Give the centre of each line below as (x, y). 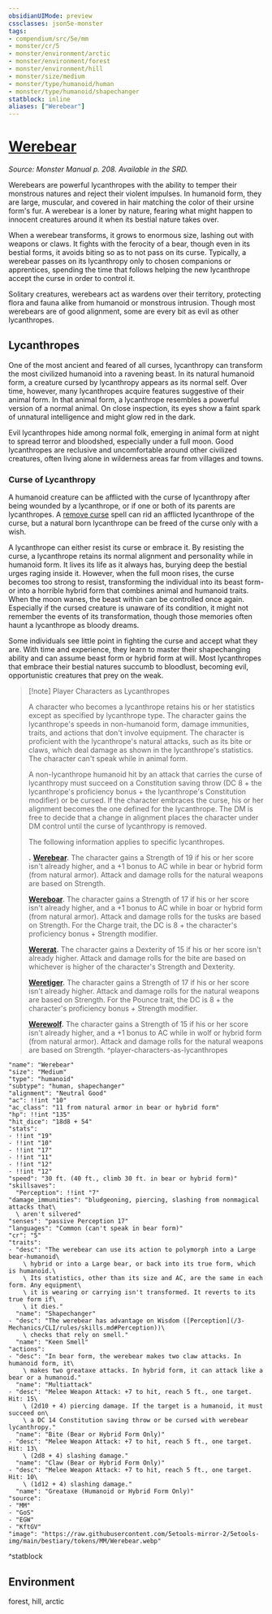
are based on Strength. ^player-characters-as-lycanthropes (128, 1050)
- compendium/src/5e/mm (49, 39)
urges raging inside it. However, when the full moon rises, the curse (121, 573)
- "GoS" (22, 1513)
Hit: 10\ (23, 1478)
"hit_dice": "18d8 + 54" (50, 1122)
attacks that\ (32, 1207)
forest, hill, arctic (37, 1601)
